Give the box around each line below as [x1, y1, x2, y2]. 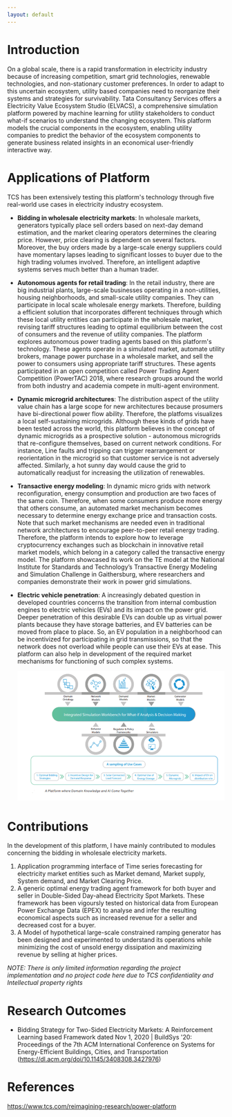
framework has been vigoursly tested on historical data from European [17, 899, 219, 907]
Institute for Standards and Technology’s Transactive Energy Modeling [17, 563, 217, 571]
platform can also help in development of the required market [17, 649, 192, 657]
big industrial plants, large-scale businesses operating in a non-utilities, [17, 286, 221, 294]
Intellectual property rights [7, 979, 83, 987]
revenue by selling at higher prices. [17, 950, 117, 959]
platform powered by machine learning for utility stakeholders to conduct [7, 109, 215, 117]
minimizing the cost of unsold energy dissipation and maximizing [17, 943, 202, 952]
